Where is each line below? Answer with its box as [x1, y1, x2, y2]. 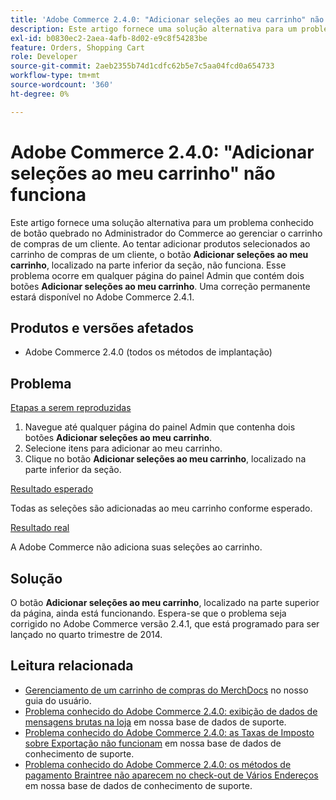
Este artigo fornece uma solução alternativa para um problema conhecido [10, 216, 314, 228]
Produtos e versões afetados [10, 319, 195, 336]
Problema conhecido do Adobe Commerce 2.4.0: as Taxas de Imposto [24, 726, 315, 738]
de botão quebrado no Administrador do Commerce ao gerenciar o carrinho [10, 227, 323, 239]
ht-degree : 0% [10, 89, 70, 99]
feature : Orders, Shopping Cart [10, 42, 145, 53]
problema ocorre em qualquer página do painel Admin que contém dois [10, 269, 305, 281]
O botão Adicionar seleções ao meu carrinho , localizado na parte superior [10, 597, 320, 608]
